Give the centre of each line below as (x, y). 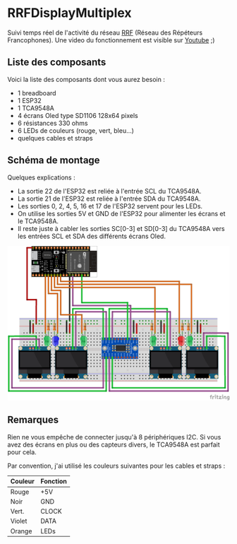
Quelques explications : (41, 177)
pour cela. (22, 452)
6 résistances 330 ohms (53, 123)
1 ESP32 (29, 100)
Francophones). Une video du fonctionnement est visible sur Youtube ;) (111, 40)
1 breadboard (37, 93)
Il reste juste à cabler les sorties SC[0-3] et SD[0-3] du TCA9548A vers (121, 228)
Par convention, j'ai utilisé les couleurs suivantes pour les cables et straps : (116, 466)
